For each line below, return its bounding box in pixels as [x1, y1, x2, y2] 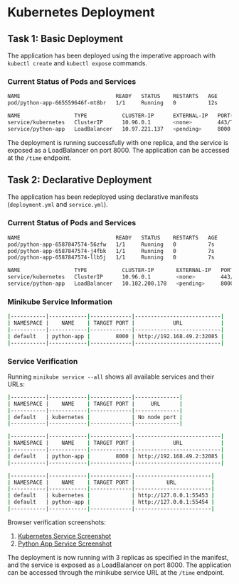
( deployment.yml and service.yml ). [7, 200, 108, 209]
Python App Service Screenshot [17, 539, 112, 548]
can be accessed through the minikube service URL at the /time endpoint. [7, 568, 225, 576]
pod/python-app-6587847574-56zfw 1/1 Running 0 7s [7, 241, 215, 248]
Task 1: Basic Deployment [7, 33, 123, 45]
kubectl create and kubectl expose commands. [7, 59, 148, 67]
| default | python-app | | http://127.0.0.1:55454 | [7, 499, 215, 506]
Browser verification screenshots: [7, 518, 107, 526]
